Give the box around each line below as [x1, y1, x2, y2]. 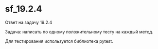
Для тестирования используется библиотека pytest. [5, 38, 113, 44]
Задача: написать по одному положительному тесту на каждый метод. [5, 29, 154, 34]
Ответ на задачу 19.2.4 [5, 19, 53, 25]
